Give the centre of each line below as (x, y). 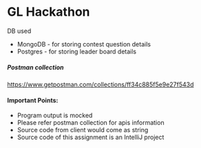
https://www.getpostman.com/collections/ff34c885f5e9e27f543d (100, 84)
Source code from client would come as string (83, 130)
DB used (19, 31)
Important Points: (33, 100)
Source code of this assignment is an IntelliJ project (91, 137)
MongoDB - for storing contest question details (84, 44)
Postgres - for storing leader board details (76, 51)
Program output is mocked (55, 115)
